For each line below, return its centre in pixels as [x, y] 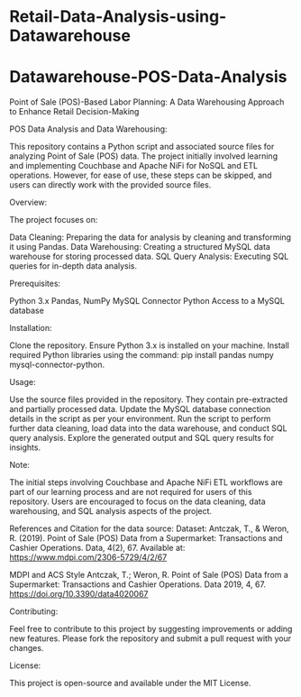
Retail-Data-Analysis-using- [118, 17]
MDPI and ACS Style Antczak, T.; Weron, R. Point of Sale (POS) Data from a [149, 575]
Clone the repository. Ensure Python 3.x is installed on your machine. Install [150, 345]
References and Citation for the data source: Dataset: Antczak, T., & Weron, [150, 528]
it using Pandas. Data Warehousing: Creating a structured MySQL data [140, 247]
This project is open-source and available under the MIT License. [130, 683]
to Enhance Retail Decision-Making [74, 112]
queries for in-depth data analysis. [73, 266]
